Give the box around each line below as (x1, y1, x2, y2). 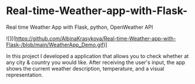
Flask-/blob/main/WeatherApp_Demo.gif (6, 41, 104, 48)
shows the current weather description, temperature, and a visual (6, 65, 164, 72)
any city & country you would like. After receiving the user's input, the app (6, 59, 186, 66)
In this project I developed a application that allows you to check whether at (6, 52, 189, 59)
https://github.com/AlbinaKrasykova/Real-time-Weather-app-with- (15, 35, 176, 42)
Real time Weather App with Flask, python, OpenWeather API (6, 23, 153, 31)
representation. (6, 71, 43, 78)
